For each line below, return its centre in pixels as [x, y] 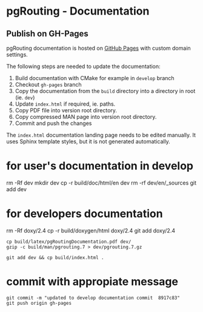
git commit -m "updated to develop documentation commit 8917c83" [93, 298]
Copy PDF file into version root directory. [66, 110]
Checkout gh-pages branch [48, 84]
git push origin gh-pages [39, 303]
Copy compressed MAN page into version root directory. [86, 117]
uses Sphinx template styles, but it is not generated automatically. [88, 141]
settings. [17, 55]
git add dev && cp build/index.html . [55, 257]
